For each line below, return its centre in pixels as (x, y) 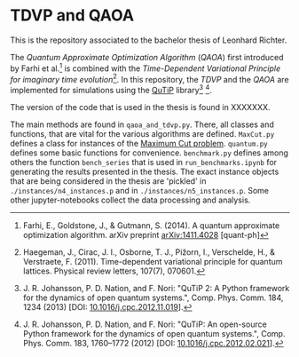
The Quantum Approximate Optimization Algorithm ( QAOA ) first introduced (147, 57)
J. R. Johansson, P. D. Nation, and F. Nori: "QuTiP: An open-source (145, 324)
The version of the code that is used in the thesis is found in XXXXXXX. (140, 107)
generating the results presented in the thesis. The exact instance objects (145, 171)
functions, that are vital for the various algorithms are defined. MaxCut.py (142, 133)
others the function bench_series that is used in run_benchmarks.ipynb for (144, 162)
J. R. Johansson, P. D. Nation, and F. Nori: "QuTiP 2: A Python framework (156, 288)
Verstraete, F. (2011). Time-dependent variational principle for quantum (153, 261)
